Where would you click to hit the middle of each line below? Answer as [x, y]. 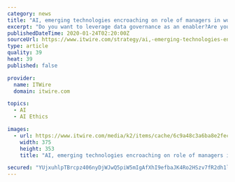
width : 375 [36, 142]
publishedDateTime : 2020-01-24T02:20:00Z [69, 33]
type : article [28, 46]
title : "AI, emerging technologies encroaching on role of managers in [114, 20]
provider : [22, 78]
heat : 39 [20, 59]
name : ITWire [33, 84]
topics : [19, 104]
